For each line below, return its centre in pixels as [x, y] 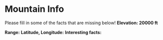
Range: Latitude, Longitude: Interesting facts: [53, 32]
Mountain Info [34, 9]
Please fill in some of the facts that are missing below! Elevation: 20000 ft [81, 23]
